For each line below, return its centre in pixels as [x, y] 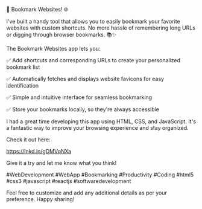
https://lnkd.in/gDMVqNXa [39, 151]
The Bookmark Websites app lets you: [53, 49]
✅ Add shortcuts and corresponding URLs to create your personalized [93, 60]
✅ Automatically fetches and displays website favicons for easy [85, 79]
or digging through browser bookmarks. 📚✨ [62, 34]
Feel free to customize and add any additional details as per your [87, 193]
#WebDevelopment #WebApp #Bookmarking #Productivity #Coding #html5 [100, 175]
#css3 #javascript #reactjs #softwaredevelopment [69, 181]
